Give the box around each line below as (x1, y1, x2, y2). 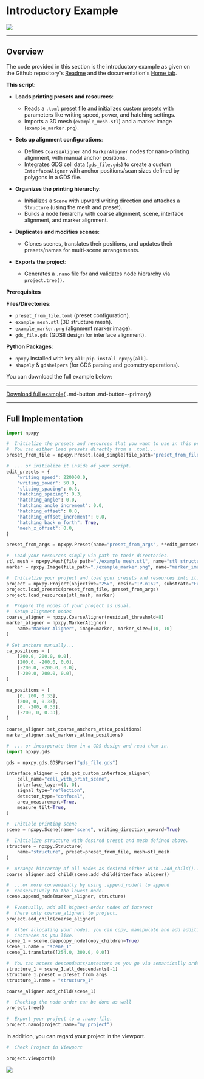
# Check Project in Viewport (6, 1044, 83, 1050)
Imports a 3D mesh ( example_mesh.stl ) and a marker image (24, 117, 172, 125)
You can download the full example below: (6, 373, 112, 380)
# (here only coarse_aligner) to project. (6, 910, 118, 916)
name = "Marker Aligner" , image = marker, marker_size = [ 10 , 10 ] (17, 626, 172, 632)
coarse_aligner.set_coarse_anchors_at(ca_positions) (6, 726, 143, 733)
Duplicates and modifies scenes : (15, 228, 100, 235)
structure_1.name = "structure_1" (6, 977, 94, 984)
